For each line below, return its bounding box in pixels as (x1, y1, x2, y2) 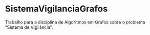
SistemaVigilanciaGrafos (5, 3, 108, 14)
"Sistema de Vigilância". (5, 24, 53, 30)
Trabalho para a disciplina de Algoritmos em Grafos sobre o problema (5, 19, 146, 25)
